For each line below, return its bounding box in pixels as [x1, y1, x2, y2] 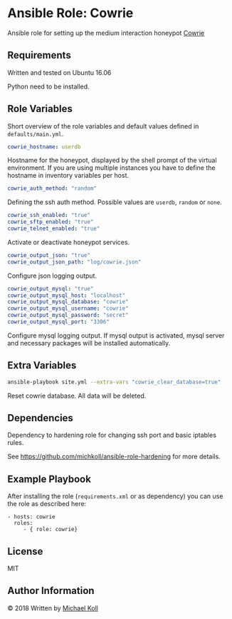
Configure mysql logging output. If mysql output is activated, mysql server [7, 331, 225, 340]
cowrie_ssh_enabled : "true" [7, 212, 91, 219]
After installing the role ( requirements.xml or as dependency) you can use [7, 492, 223, 500]
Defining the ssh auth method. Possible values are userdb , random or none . [7, 198, 222, 206]
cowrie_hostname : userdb [7, 143, 81, 151]
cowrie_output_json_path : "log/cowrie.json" [7, 258, 142, 266]
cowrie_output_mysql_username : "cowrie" [7, 305, 130, 312]
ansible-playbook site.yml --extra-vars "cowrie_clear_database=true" [7, 378, 221, 386]
